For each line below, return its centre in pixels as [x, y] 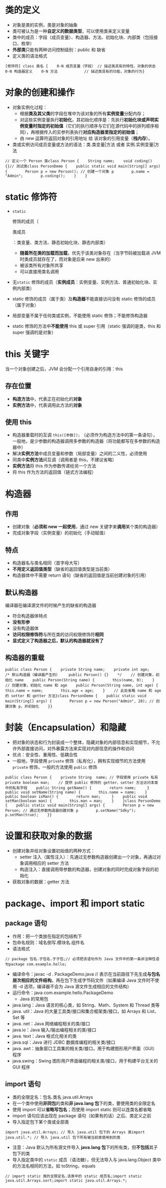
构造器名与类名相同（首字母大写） [47, 563]
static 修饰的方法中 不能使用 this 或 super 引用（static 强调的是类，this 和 [86, 326]
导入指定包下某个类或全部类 [41, 1122]
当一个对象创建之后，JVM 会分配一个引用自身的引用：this [64, 369]
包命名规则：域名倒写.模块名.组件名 [48, 942]
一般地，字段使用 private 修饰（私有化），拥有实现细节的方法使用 [79, 761]
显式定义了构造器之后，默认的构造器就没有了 [58, 641]
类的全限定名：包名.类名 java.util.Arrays [53, 1097]
